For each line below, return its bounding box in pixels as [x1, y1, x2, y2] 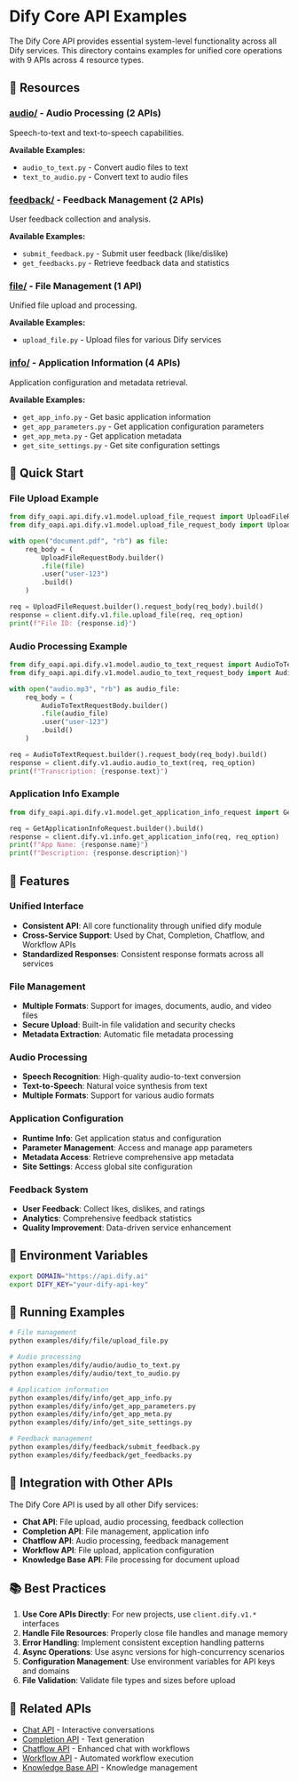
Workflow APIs [21, 939, 77, 949]
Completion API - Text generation [21, 1734, 145, 1745]
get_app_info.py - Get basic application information [21, 411, 211, 422]
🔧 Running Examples [9, 1305, 126, 1319]
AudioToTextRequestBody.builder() [41, 701, 169, 710]
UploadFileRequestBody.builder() [41, 553, 165, 562]
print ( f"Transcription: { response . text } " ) [9, 767, 169, 776]
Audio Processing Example [9, 640, 128, 652]
